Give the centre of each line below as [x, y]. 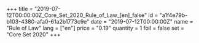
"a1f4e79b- [174, 15]
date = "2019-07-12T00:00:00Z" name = [142, 21]
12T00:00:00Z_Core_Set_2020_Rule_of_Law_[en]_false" [77, 15]
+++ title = [20, 9]
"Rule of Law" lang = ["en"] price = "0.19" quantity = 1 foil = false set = [96, 28]
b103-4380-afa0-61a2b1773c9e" [48, 21]
